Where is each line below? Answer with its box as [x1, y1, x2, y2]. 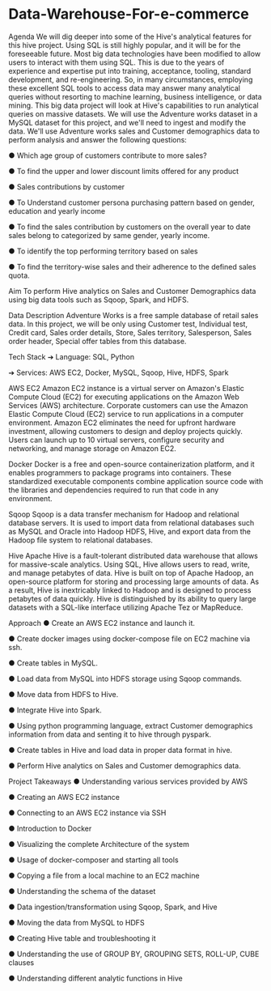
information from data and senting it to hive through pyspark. [8, 729, 212, 739]
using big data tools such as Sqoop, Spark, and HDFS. [8, 295, 189, 304]
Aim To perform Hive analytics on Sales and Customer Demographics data [8, 286, 256, 296]
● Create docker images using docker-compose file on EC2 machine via [8, 633, 251, 644]
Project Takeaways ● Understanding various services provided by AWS [8, 776, 248, 786]
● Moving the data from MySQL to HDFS [8, 917, 145, 927]
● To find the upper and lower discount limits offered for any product [8, 166, 239, 176]
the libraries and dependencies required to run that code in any [8, 485, 219, 495]
